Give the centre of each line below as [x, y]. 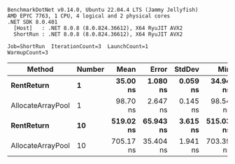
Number [91, 69]
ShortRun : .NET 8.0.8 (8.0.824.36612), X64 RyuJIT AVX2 [98, 34]
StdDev [187, 69]
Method [40, 69]
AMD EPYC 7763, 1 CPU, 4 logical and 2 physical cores [89, 16]
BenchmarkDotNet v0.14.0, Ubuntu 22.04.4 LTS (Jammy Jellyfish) [103, 10]
